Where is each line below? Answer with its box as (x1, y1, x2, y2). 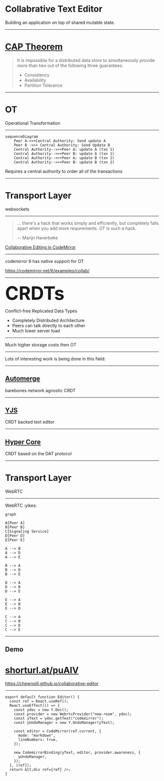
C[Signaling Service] (5, 529, 49, 534)
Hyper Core (5, 438, 41, 446)
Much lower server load (12, 328, 60, 334)
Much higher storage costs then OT (5, 341, 77, 347)
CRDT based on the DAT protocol (5, 451, 72, 457)
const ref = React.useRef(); (9, 699, 69, 704)
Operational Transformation (5, 120, 61, 126)
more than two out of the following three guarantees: (17, 62, 123, 68)
